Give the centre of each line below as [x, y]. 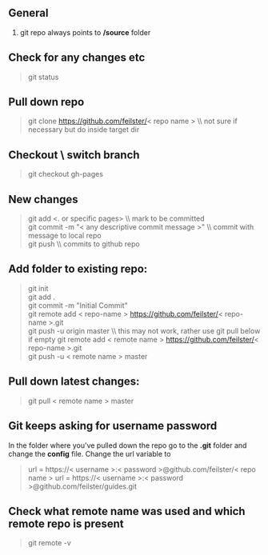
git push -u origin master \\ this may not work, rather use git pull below [144, 330]
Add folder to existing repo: [78, 269]
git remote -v [49, 543]
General [29, 13]
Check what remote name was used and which [127, 511]
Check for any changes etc [77, 58]
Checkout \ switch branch [74, 155]
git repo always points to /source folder [85, 32]
